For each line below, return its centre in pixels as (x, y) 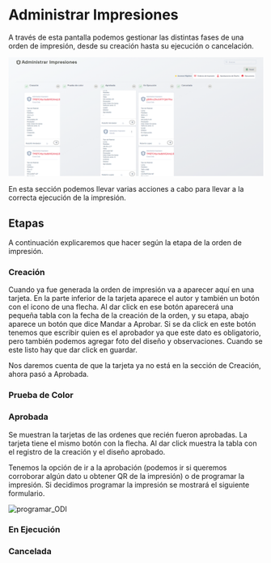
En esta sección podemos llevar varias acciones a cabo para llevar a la (126, 189)
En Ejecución (34, 530)
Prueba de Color (41, 396)
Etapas (26, 223)
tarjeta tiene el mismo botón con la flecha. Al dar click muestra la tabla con (133, 443)
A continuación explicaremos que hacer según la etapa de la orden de (125, 243)
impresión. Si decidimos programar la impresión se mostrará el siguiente (129, 485)
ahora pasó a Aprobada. (49, 375)
